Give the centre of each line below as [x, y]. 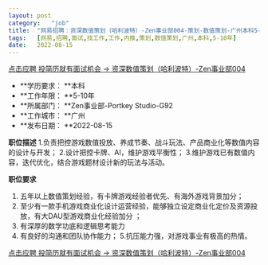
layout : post [30, 16]
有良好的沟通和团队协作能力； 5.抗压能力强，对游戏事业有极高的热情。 [136, 236]
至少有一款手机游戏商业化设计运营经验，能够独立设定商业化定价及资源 [135, 206]
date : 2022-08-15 [41, 45]
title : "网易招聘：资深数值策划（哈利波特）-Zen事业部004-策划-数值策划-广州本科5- [135, 30]
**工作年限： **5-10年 [57, 95]
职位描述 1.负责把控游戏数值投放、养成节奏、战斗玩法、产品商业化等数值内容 [134, 142]
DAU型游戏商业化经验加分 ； [95, 216]
